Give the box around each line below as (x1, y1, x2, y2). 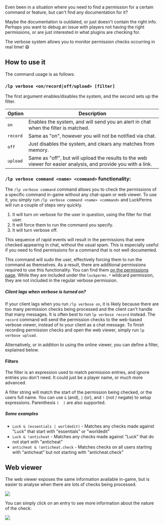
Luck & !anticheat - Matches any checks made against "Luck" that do (12, 433, 154, 439)
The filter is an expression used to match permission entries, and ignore (5, 369, 150, 375)
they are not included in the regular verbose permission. (5, 277, 118, 283)
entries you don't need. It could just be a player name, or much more (5, 375, 143, 380)
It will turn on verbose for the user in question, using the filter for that (12, 212, 151, 218)
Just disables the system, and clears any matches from (28, 141, 155, 148)
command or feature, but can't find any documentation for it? (5, 9, 128, 15)
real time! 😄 (5, 44, 30, 50)
